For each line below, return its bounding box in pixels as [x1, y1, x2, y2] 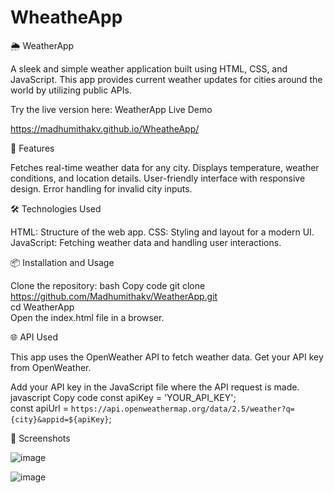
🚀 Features [10, 142, 55, 154]
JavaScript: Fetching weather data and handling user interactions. [10, 236, 282, 248]
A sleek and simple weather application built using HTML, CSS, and [10, 62, 288, 75]
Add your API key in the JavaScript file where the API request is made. [10, 381, 300, 393]
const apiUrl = [10, 402, 69, 414]
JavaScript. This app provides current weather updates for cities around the [10, 73, 323, 85]
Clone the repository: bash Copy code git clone [10, 279, 206, 291]
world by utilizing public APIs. [10, 84, 132, 96]
